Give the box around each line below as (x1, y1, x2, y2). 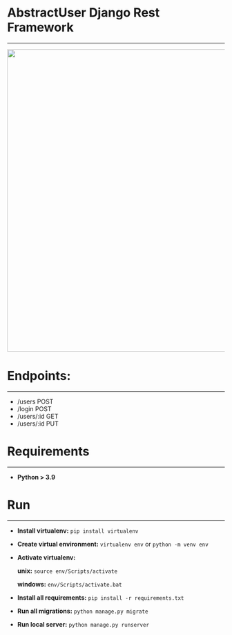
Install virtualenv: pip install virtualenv (17, 527, 139, 535)
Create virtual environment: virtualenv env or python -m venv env (17, 540, 209, 548)
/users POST (17, 397, 54, 406)
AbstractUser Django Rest (7, 5, 160, 21)
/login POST (17, 404, 52, 413)
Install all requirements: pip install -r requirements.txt (17, 593, 184, 602)
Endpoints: (7, 368, 71, 384)
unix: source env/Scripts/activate (17, 567, 118, 575)
